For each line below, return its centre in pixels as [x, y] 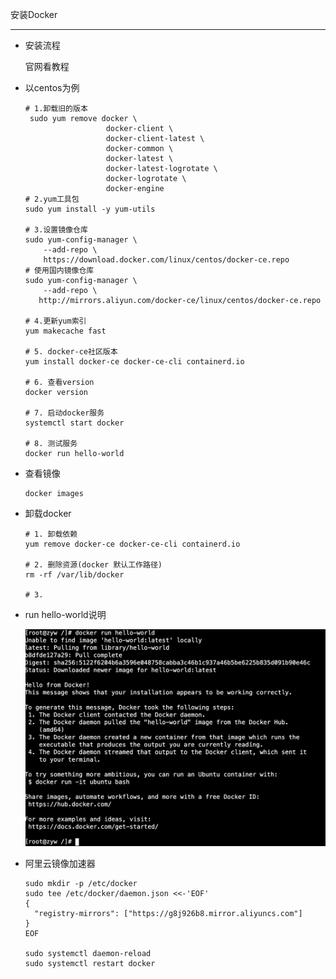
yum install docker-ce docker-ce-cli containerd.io [134, 362]
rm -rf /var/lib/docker [74, 575]
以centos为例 [52, 87]
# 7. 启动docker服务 [64, 413]
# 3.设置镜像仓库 [56, 230]
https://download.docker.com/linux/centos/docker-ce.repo [166, 260]
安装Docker [34, 14]
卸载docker [48, 513]
